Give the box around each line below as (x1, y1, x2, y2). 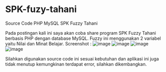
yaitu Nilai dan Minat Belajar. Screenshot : (5, 40, 92, 46)
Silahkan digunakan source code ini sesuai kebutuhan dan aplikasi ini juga (5, 55, 159, 61)
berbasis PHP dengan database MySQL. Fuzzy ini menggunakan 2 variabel (5, 35, 161, 41)
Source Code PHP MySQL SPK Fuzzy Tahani (5, 20, 98, 26)
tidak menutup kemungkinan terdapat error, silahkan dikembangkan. (5, 61, 147, 67)
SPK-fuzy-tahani (5, 4, 77, 15)
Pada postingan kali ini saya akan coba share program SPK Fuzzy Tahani (5, 30, 156, 36)
